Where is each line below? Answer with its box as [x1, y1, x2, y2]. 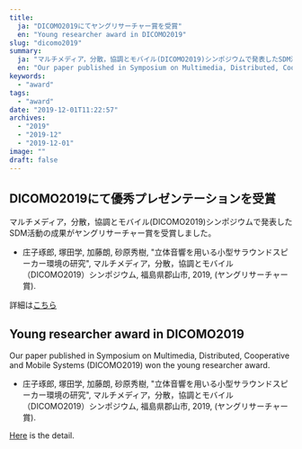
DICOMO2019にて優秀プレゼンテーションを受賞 [9, 191, 277, 206]
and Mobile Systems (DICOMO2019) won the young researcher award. [9, 360, 271, 371]
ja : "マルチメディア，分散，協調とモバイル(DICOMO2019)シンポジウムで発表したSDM [17, 55, 291, 64]
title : [9, 13, 34, 22]
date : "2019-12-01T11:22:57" [9, 105, 119, 114]
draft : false [9, 155, 58, 165]
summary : [9, 47, 42, 56]
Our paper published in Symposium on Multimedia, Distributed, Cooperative [9, 350, 290, 361]
